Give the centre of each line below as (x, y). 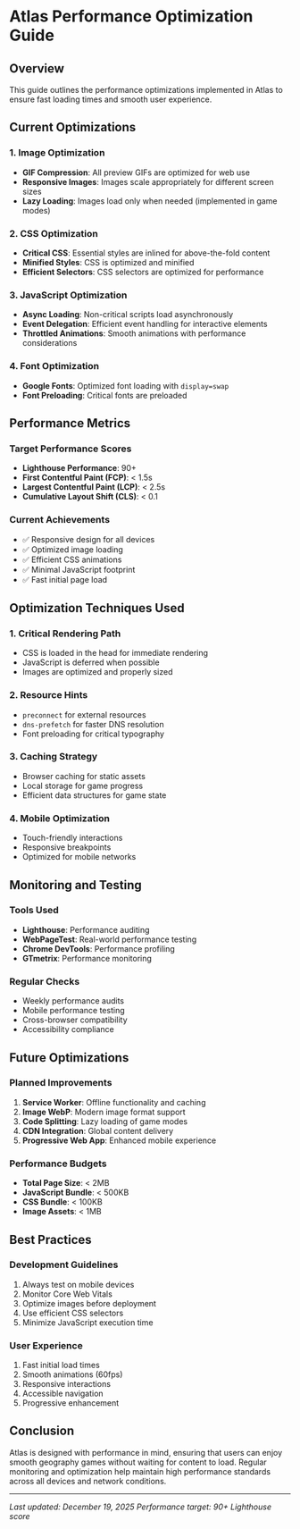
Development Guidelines (64, 1264)
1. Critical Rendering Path (65, 634)
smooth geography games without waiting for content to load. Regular (138, 1462)
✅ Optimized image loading (72, 549)
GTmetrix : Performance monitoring (87, 958)
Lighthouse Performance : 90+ (79, 468)
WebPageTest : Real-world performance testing (109, 939)
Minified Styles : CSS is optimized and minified (108, 262)
